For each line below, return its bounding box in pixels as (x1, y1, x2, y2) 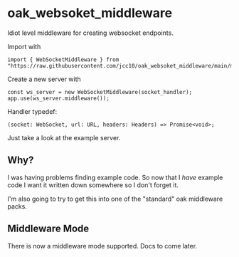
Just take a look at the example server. (7, 133, 121, 142)
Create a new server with (7, 75, 82, 83)
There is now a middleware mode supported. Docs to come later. (7, 241, 198, 250)
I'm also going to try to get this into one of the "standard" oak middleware (7, 194, 223, 203)
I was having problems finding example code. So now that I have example (7, 173, 223, 182)
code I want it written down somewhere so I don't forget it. (7, 180, 179, 189)
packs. (7, 201, 27, 211)
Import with (7, 42, 41, 51)
